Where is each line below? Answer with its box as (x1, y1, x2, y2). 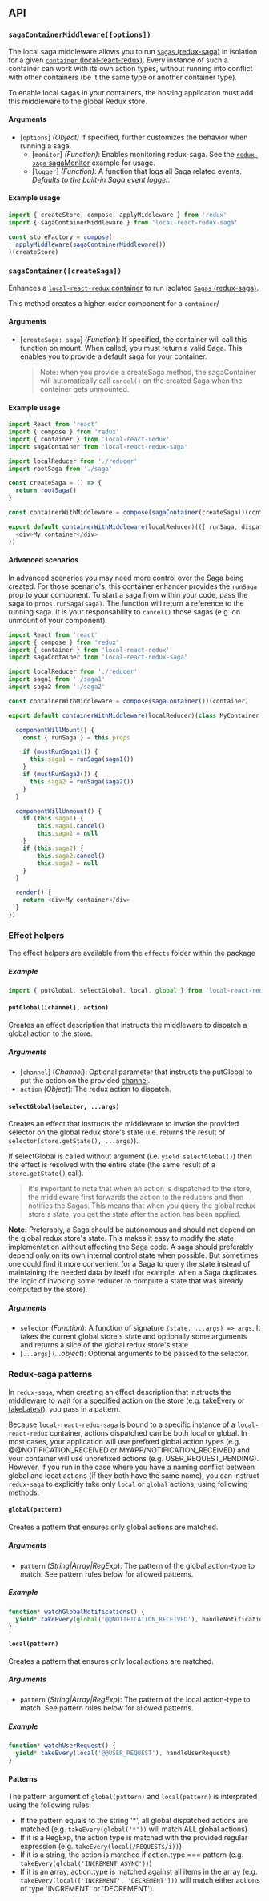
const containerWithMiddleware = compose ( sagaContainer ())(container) (8, 697, 249, 705)
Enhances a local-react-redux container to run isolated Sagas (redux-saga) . (8, 283, 259, 292)
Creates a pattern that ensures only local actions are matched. (8, 1656, 214, 1665)
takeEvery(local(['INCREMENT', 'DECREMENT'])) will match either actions (19, 1875, 260, 1885)
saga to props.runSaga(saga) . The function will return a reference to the (8, 598, 244, 608)
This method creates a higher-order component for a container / (8, 298, 219, 308)
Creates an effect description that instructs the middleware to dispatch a (8, 1021, 247, 1030)
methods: (8, 1488, 40, 1497)
